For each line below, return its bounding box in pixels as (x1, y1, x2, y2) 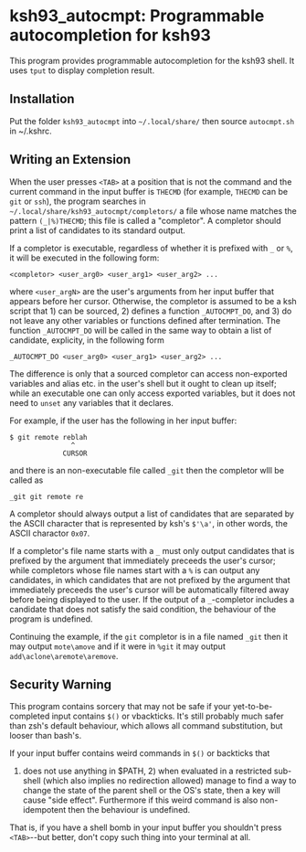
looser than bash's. (9, 730, 82, 741)
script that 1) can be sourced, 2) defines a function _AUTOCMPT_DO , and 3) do (9, 305, 292, 316)
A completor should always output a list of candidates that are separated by (9, 508, 295, 519)
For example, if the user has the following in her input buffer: (9, 415, 237, 426)
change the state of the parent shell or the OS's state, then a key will (22, 785, 280, 796)
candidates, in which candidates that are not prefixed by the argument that (9, 574, 290, 585)
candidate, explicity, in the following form (9, 335, 164, 346)
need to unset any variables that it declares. (9, 397, 174, 408)
